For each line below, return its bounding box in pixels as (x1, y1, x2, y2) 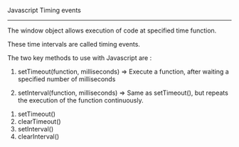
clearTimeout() (17, 117, 62, 126)
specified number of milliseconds (17, 75, 116, 83)
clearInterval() (17, 132, 60, 141)
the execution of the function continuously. (17, 96, 144, 105)
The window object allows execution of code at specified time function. (7, 26, 217, 35)
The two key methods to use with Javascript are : (7, 54, 152, 62)
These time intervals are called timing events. (7, 40, 141, 48)
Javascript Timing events (7, 6, 82, 14)
